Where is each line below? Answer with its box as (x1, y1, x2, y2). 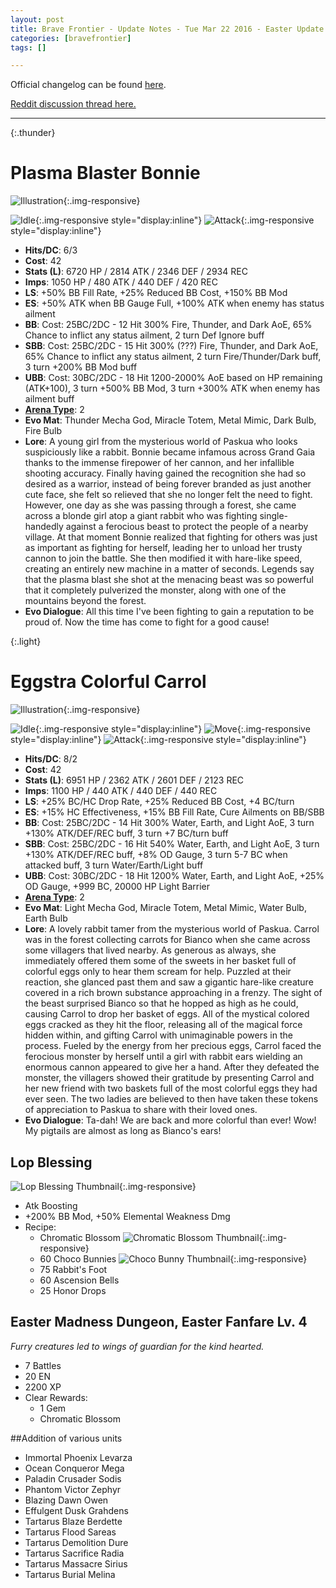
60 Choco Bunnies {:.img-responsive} (39, 1252, 308, 1265)
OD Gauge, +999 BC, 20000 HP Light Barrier (24, 881, 210, 893)
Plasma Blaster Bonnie (10, 162, 201, 185)
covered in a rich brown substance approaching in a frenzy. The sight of (24, 987, 323, 999)
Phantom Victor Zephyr (24, 1483, 122, 1495)
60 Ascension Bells (39, 1274, 120, 1286)
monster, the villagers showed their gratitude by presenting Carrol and (24, 1072, 315, 1084)
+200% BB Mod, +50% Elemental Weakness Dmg (24, 1210, 231, 1222)
